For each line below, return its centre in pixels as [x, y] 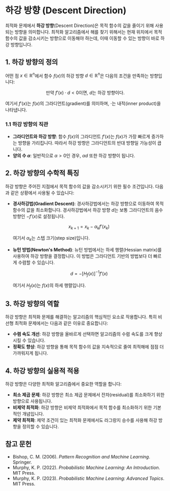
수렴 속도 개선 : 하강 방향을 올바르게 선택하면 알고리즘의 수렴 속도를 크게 [83, 334]
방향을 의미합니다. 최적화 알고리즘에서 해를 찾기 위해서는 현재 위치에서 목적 [88, 32]
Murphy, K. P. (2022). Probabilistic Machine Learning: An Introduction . [86, 467]
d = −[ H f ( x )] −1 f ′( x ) [89, 274]
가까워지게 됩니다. [30, 353]
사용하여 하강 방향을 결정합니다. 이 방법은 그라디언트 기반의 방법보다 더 [82, 256]
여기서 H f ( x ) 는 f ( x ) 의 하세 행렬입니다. [49, 286]
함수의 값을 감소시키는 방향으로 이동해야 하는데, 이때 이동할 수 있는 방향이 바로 [82, 38]
